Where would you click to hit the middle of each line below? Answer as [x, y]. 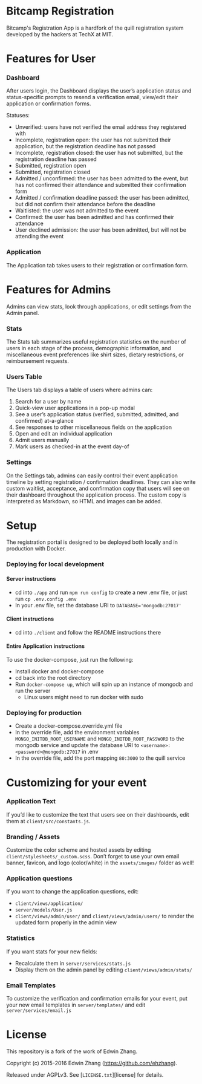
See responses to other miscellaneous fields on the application [93, 427]
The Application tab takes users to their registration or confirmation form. [97, 265]
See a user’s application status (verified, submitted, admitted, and [97, 414]
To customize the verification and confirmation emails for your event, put [97, 998]
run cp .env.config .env [46, 599]
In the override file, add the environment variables [77, 733]
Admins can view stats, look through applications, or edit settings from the [99, 306]
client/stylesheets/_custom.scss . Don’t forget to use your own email [93, 857]
